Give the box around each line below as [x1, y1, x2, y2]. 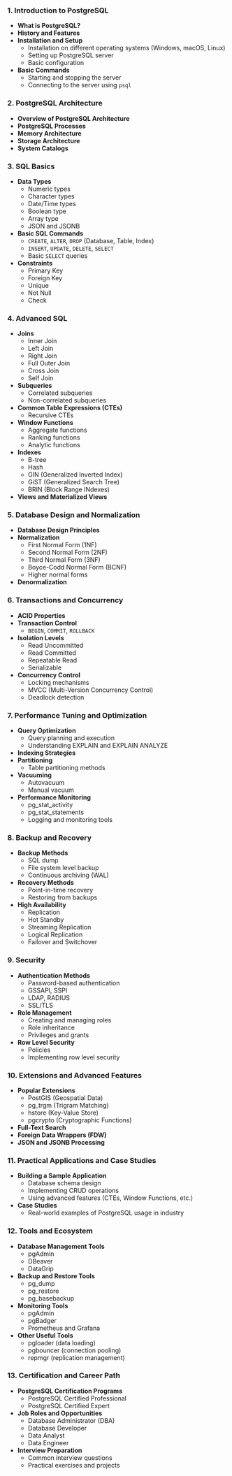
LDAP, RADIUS [27, 993, 71, 1001]
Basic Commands [17, 66, 70, 75]
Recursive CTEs [27, 411, 74, 419]
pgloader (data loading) [27, 1338, 96, 1347]
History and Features [17, 29, 80, 37]
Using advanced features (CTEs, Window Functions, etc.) [27, 1194, 194, 1202]
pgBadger [27, 1316, 57, 1324]
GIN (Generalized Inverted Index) [27, 470, 123, 479]
